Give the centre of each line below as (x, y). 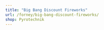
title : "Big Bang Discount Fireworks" (46, 10)
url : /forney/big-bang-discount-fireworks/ (52, 15)
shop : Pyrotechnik (25, 19)
